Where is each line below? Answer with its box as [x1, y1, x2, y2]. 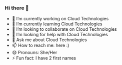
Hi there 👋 [4, 4, 29, 11]
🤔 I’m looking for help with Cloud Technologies [11, 32, 108, 38]
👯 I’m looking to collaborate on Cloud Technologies [11, 26, 117, 32]
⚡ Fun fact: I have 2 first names [11, 55, 76, 61]
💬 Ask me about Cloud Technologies [11, 37, 87, 43]
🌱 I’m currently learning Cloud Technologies [11, 21, 102, 27]
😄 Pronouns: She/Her [11, 50, 57, 56]
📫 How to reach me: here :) [11, 42, 69, 49]
